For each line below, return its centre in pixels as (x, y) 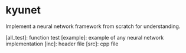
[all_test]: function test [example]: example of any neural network (85, 37)
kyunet (23, 10)
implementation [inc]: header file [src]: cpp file (62, 44)
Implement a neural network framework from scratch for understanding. (93, 26)
